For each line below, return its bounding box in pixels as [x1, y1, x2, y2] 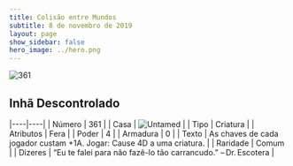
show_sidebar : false [9, 37, 86, 47]
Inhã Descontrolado [9, 95, 120, 110]
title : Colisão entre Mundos [9, 12, 117, 22]
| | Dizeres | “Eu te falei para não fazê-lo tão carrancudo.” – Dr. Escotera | [9, 147, 274, 157]
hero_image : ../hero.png [9, 46, 101, 55]
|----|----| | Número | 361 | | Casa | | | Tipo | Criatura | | [9, 118, 255, 129]
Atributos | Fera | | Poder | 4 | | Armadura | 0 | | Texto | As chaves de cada [9, 128, 279, 139]
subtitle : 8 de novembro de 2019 [9, 21, 133, 30]
